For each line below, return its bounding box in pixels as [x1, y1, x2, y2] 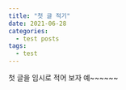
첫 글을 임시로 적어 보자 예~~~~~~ [8, 73, 119, 82]
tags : [8, 42, 27, 50]
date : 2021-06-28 [8, 19, 67, 28]
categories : [8, 27, 48, 35]
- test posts [15, 34, 60, 43]
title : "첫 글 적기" [8, 11, 71, 20]
